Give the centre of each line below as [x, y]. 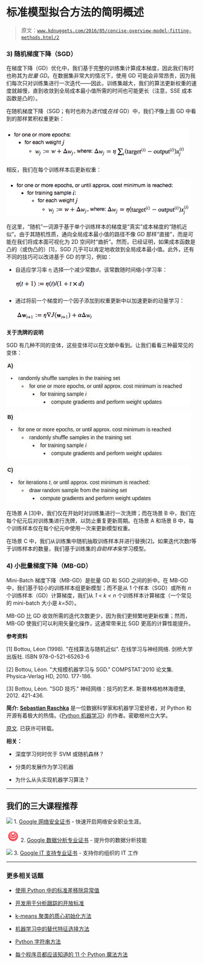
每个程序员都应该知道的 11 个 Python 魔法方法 [71, 954]
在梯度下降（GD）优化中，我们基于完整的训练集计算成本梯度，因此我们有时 [100, 68]
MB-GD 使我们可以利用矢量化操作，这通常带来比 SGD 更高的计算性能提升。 [100, 623]
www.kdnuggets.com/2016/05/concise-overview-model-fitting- [114, 31]
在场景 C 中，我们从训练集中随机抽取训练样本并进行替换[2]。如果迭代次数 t [99, 541]
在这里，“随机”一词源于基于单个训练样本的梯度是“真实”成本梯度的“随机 [94, 227]
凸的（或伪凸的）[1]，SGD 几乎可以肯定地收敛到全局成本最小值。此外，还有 [100, 249]
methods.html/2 [40, 37]
